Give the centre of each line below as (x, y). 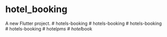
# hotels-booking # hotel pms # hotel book (49, 28)
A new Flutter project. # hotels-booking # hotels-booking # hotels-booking (83, 23)
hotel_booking (36, 9)
